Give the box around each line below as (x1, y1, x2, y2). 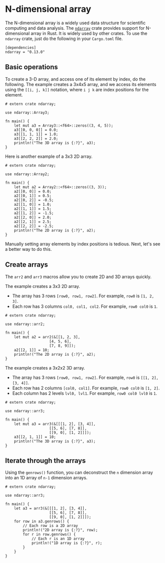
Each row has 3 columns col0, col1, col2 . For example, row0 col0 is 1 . (12, 303, 158, 309)
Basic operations (5, 63, 58, 71)
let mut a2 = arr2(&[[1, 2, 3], (14, 334, 80, 339)
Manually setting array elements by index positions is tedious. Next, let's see (5, 241, 161, 247)
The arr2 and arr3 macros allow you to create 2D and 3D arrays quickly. (5, 274, 152, 280)
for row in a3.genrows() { (14, 519, 69, 524)
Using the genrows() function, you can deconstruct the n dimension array (5, 469, 153, 475)
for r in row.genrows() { (23, 532, 76, 537)
